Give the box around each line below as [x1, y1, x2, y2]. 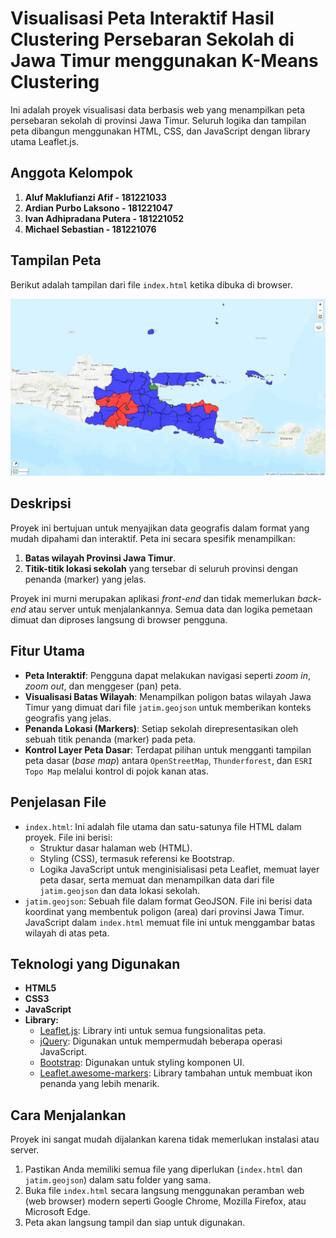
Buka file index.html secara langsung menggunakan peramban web [24, 1185, 305, 1197]
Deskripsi [10, 495, 72, 512]
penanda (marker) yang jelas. [24, 573, 147, 585]
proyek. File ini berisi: [24, 831, 113, 843]
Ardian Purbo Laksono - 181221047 [24, 202, 173, 214]
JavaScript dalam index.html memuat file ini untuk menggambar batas [24, 916, 316, 928]
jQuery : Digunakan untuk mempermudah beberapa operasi [39, 1035, 283, 1047]
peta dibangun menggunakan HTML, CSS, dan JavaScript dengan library [10, 125, 311, 137]
